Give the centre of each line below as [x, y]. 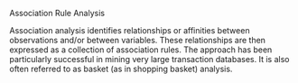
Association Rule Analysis [57, 13]
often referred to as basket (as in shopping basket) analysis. [121, 69]
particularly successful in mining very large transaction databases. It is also [149, 59]
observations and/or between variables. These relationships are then [138, 40]
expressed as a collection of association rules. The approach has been [141, 50]
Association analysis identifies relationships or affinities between [130, 30]
